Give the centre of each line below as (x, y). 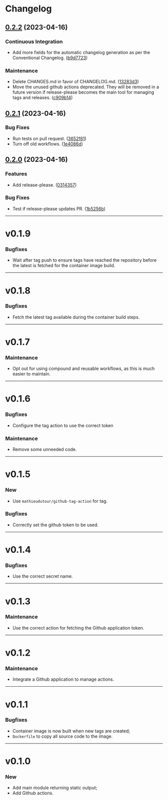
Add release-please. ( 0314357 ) (44, 185)
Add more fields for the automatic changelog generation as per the (81, 52)
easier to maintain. (31, 374)
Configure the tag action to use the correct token (63, 425)
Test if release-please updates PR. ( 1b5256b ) (59, 209)
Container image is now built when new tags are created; (71, 731)
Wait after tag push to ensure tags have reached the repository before (84, 260)
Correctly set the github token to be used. (55, 525)
